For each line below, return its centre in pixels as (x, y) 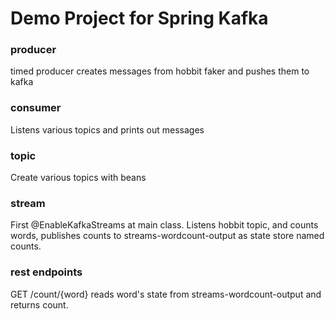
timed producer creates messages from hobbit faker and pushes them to (160, 71)
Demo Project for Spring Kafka (139, 18)
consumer (36, 108)
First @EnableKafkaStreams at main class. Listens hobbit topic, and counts (164, 225)
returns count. (39, 304)
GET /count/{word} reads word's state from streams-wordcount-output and (166, 294)
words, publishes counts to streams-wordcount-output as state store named (167, 236)
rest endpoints (46, 272)
